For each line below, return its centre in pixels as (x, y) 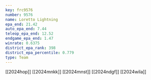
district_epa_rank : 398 (31, 48)
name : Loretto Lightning (32, 19)
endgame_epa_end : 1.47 (29, 39)
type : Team (17, 57)
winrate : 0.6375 (22, 43)
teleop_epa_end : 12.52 (29, 34)
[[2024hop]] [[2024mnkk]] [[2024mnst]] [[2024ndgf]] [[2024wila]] (76, 72)
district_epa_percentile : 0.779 (40, 52)
